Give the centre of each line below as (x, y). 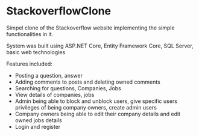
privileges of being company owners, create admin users (86, 107)
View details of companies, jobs (55, 94)
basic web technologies (36, 52)
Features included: (29, 64)
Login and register (38, 126)
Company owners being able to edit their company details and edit (98, 114)
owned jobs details (38, 120)
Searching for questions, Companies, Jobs (68, 88)
